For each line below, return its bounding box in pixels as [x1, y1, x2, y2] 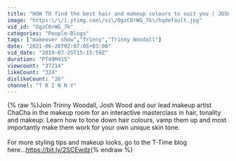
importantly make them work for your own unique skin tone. [7, 123, 181, 132]
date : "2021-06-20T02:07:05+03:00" [7, 43, 112, 50]
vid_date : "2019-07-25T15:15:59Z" [7, 50, 109, 57]
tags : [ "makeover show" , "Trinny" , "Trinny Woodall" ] [7, 36, 162, 43]
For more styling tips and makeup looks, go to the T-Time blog [7, 138, 188, 147]
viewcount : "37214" [7, 62, 65, 69]
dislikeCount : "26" [7, 75, 65, 83]
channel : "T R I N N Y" [7, 82, 77, 89]
